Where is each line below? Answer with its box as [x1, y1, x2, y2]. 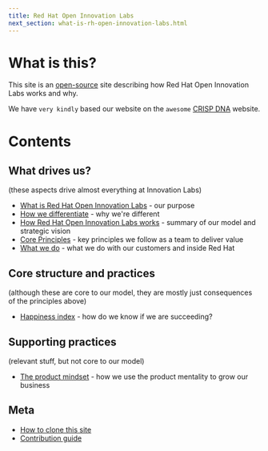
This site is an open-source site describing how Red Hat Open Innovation [8, 80, 250, 90]
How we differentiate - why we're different [19, 209, 160, 219]
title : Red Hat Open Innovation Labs [8, 11, 134, 20]
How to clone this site [19, 425, 92, 434]
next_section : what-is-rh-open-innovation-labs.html [8, 19, 188, 27]
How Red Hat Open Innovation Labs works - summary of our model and [19, 218, 256, 228]
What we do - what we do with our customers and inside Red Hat [19, 244, 235, 253]
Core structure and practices [8, 266, 156, 280]
